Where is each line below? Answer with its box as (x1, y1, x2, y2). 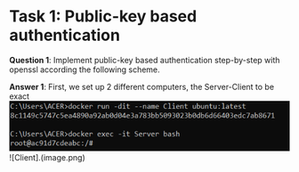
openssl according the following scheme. (9, 64, 160, 75)
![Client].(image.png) (9, 152, 86, 162)
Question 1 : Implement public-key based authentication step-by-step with (9, 54, 280, 65)
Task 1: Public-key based (9, 6, 198, 27)
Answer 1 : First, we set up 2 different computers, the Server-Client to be (9, 81, 274, 92)
